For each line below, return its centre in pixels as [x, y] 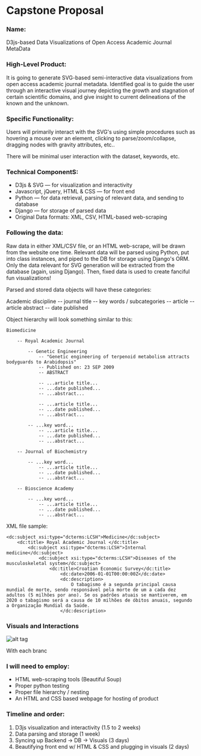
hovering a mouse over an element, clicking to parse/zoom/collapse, [91, 139]
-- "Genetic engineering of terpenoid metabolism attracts [114, 357]
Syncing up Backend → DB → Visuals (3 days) [72, 740]
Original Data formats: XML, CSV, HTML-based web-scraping [91, 217]
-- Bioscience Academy [45, 489]
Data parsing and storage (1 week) [57, 734]
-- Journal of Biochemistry [52, 451]
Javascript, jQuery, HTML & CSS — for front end [75, 192]
